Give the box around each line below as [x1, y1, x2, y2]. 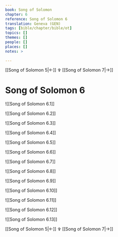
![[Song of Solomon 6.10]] [5, 187, 58, 194]
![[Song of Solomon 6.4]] [5, 130, 56, 136]
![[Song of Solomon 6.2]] [5, 110, 56, 117]
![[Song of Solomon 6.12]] [5, 207, 58, 213]
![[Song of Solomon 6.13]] [5, 217, 58, 223]
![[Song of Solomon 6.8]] [5, 168, 56, 174]
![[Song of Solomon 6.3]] [5, 120, 56, 126]
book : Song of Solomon [5, 7, 52, 12]
